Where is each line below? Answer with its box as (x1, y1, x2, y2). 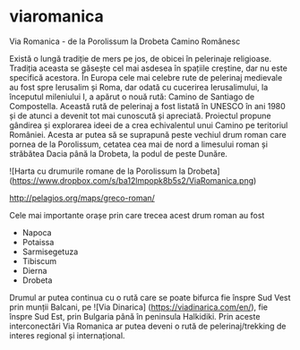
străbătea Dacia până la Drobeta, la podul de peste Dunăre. (9, 148, 228, 158)
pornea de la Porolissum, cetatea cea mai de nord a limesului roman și (9, 139, 269, 149)
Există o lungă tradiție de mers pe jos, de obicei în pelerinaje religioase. (9, 53, 271, 64)
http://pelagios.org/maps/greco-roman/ (9, 192, 155, 203)
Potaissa (21, 236, 55, 247)
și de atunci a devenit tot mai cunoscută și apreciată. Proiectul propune (9, 110, 271, 121)
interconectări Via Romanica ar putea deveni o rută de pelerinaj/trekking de (9, 320, 287, 331)
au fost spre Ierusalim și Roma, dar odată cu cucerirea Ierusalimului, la (9, 81, 269, 92)
